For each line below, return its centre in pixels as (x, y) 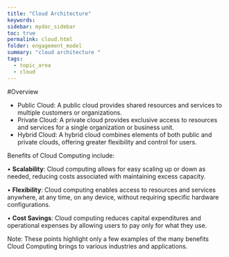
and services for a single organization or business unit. (96, 127)
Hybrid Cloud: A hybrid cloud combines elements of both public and (114, 134)
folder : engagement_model (44, 46)
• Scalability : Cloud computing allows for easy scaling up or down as (107, 169)
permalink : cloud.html (40, 40)
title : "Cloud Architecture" (49, 14)
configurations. (29, 204)
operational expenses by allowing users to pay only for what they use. (107, 225)
